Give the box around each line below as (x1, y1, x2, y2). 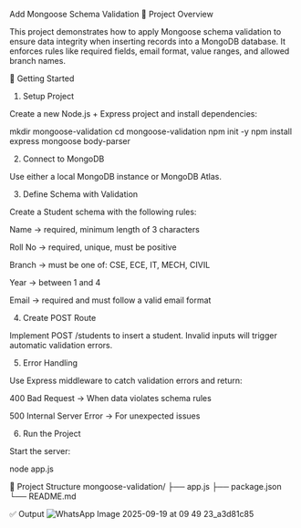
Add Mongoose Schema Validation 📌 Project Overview (9, 9, 214, 19)
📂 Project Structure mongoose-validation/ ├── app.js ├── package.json (9, 481, 282, 492)
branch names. (9, 56, 67, 66)
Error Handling (22, 357, 78, 368)
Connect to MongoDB (22, 153, 105, 164)
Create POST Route (22, 313, 97, 323)
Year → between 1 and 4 (9, 277, 101, 287)
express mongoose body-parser (9, 136, 130, 146)
